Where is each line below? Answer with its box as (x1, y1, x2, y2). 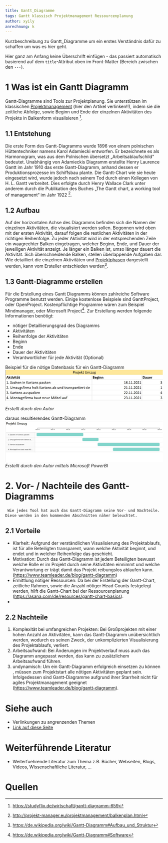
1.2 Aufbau (5, 206, 40, 215)
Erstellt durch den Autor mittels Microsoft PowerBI (5, 462, 108, 468)
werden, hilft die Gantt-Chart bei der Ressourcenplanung (12, 588, 129, 594)
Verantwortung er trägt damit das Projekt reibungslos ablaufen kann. (12, 567, 154, 573)
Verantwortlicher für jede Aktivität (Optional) (12, 355, 104, 361)
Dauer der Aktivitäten (12, 349, 56, 356)
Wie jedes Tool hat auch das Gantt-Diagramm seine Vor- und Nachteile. (7, 508, 160, 513)
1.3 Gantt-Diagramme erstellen (5, 277, 103, 286)
